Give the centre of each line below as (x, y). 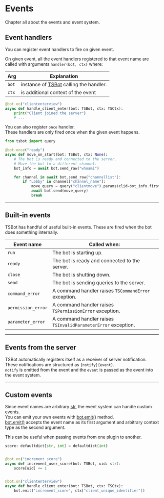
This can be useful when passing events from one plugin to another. (73, 437)
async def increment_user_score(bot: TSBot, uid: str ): (63, 464)
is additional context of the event (59, 92)
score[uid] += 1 (31, 468)
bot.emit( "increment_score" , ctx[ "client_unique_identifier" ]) (80, 491)
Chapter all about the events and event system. (52, 22)
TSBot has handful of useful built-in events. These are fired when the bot (79, 227)
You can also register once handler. (40, 127)
